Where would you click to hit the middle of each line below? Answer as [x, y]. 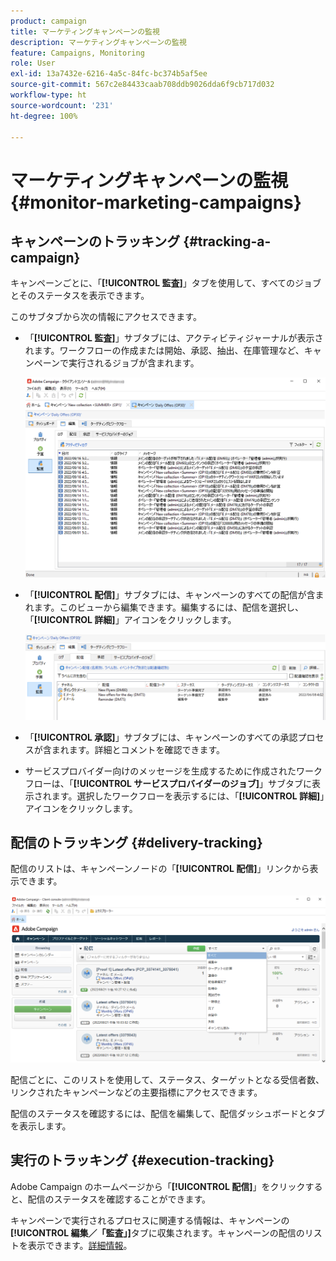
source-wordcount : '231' [62, 105]
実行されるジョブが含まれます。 [134, 363]
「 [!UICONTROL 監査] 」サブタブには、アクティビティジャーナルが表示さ [174, 338]
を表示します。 [41, 1126]
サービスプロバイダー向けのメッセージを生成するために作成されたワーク [173, 771]
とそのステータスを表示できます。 [80, 296]
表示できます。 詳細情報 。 [80, 1245]
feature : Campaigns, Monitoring [77, 53]
